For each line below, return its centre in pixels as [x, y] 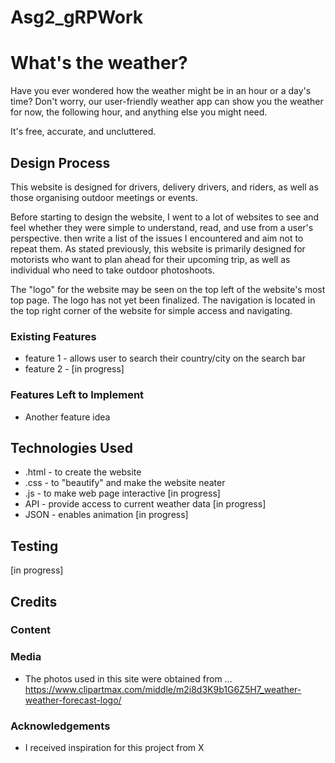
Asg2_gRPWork [77, 17]
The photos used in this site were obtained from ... [128, 678]
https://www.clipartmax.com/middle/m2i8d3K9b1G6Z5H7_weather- [163, 689]
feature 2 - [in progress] [74, 369]
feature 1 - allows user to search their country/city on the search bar [165, 358]
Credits [34, 601]
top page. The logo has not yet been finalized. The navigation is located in [163, 300]
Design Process [60, 162]
